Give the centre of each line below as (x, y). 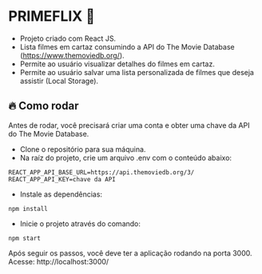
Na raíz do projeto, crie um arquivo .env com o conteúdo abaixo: (126, 157)
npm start (25, 238)
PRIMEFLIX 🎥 (52, 16)
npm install (28, 208)
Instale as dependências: (61, 194)
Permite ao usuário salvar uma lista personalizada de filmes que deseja (137, 72)
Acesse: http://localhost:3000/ (59, 261)
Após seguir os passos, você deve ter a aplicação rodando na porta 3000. (131, 253)
